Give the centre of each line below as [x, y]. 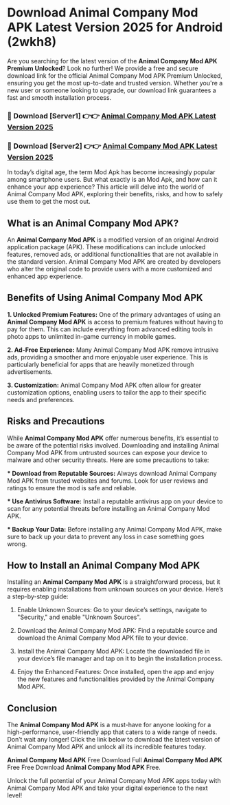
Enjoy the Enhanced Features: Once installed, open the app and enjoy [115, 672]
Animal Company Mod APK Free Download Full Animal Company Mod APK [115, 760]
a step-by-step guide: [38, 596]
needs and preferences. [41, 399]
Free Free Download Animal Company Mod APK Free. [84, 767]
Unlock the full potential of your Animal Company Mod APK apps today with [114, 781]
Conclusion [32, 708]
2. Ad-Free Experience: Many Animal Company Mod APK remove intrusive [113, 350]
